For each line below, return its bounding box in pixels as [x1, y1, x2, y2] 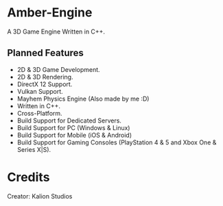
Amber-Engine [7, 5, 93, 21]
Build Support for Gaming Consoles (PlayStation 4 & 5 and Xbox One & [16, 138, 217, 146]
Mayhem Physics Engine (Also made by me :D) [16, 94, 150, 103]
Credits [7, 169, 50, 185]
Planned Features [7, 47, 84, 59]
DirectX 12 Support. [16, 80, 73, 88]
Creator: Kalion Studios [7, 192, 73, 200]
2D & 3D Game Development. [16, 65, 101, 73]
